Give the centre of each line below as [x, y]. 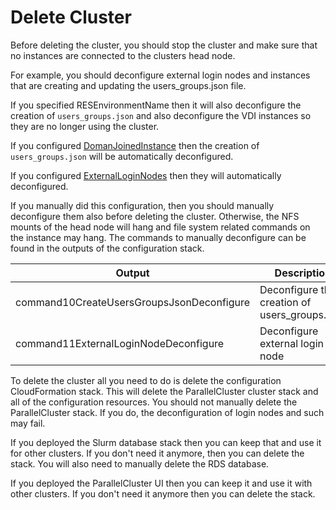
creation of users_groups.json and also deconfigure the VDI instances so [161, 115]
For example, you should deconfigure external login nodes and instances [160, 75]
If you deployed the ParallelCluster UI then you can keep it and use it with [161, 483]
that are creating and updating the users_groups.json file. [128, 85]
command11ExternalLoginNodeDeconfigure [120, 343]
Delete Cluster [71, 17]
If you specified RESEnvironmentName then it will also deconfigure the [156, 105]
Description [303, 273]
